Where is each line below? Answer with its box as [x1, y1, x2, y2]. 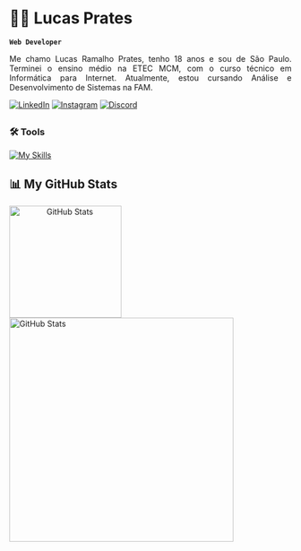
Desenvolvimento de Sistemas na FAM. [9, 82, 153, 92]
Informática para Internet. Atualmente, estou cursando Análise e [9, 72, 292, 83]
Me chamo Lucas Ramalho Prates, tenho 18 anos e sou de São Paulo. [9, 53, 292, 64]
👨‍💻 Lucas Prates [9, 8, 133, 29]
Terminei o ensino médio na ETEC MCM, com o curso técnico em [9, 63, 292, 73]
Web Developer [9, 38, 63, 47]
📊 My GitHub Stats [9, 176, 118, 192]
